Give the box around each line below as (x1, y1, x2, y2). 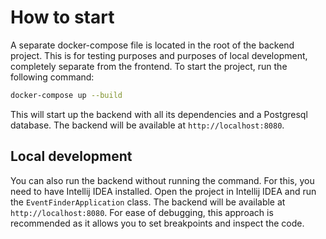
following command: (10, 71, 95, 83)
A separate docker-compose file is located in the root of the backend (10, 39, 295, 51)
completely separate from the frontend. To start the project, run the (10, 60, 288, 72)
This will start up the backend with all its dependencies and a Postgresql (10, 108, 308, 120)
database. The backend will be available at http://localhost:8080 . (10, 119, 285, 131)
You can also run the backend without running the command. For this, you (10, 174, 315, 186)
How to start (10, 6, 115, 29)
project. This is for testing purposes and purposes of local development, (10, 49, 308, 61)
